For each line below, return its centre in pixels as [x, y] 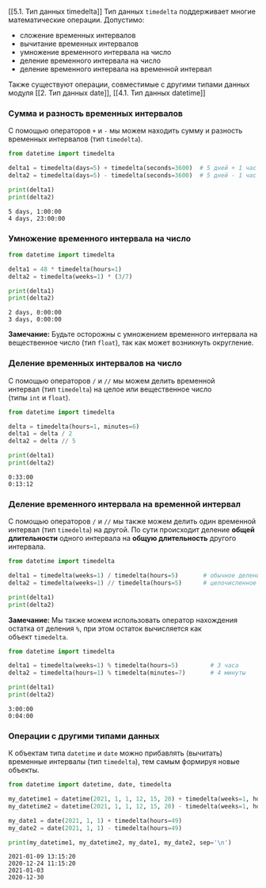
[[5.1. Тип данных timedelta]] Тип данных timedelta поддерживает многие [132, 12]
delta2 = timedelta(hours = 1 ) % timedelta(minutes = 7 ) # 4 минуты [127, 673]
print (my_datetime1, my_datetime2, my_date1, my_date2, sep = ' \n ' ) [120, 842]
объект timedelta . [38, 637]
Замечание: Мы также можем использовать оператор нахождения [123, 620]
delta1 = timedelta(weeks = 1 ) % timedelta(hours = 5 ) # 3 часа [123, 666]
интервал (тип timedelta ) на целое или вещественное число [110, 389]
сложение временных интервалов [78, 35]
